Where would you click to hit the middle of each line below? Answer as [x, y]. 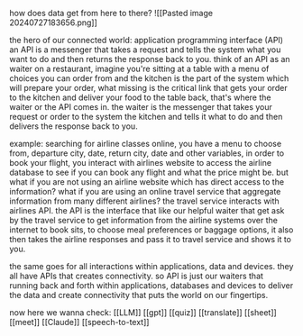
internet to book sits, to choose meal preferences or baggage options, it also [151, 230]
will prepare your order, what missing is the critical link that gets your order [148, 88]
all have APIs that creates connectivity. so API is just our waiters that [137, 276]
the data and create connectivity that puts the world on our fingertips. [139, 295]
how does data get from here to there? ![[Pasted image [111, 13]
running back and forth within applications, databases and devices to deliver [151, 286]
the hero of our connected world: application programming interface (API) [147, 40]
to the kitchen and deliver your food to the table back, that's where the [140, 97]
